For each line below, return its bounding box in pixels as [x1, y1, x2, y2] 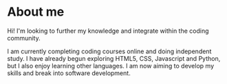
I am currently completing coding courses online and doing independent [7, 47, 212, 55]
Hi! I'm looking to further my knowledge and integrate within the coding [7, 27, 209, 35]
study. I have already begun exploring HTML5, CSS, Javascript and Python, [7, 54, 221, 62]
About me [7, 4, 65, 20]
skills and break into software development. [7, 69, 131, 77]
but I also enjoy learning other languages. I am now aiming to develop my [7, 61, 215, 70]
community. [7, 33, 41, 42]
